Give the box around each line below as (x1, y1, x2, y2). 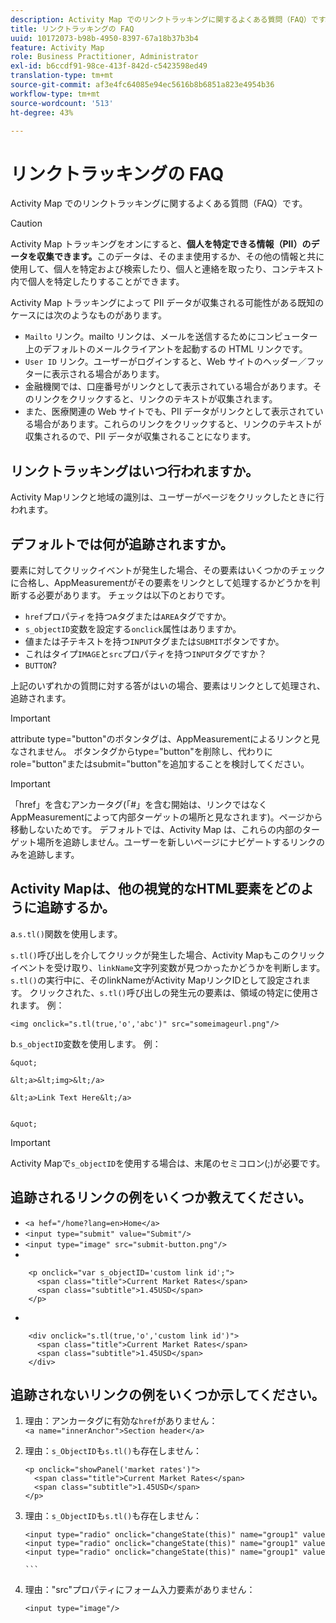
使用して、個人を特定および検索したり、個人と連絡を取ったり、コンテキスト (10, 263, 325, 275)
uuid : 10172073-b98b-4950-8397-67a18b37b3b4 (10, 33, 199, 43)
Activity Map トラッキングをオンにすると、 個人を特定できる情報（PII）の (10, 238, 312, 250)
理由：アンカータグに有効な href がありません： (24, 1415, 218, 1427)
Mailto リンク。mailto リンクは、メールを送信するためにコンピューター (24, 331, 318, 343)
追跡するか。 (36, 899, 116, 916)
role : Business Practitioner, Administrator (10, 52, 199, 62)
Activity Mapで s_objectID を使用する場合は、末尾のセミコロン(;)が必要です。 (10, 1157, 326, 1169)
